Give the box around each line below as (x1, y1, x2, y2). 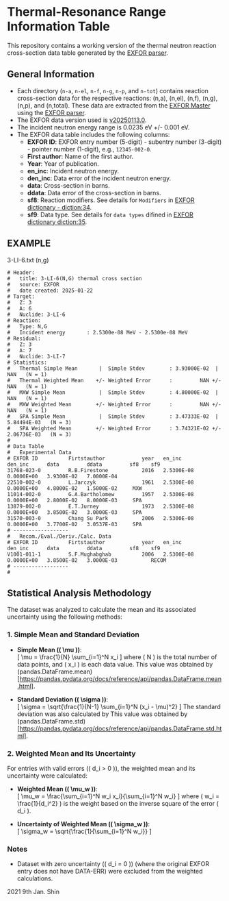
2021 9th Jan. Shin (7, 888, 60, 896)
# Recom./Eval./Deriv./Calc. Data (7, 532, 111, 540)
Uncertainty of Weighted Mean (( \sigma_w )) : (16, 819, 150, 828)
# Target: (7, 293, 36, 300)
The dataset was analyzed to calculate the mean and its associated (7, 606, 196, 614)
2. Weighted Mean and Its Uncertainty (7, 748, 136, 758)
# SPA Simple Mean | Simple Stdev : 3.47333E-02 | (7, 412, 219, 420)
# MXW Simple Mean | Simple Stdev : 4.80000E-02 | (7, 388, 219, 396)
